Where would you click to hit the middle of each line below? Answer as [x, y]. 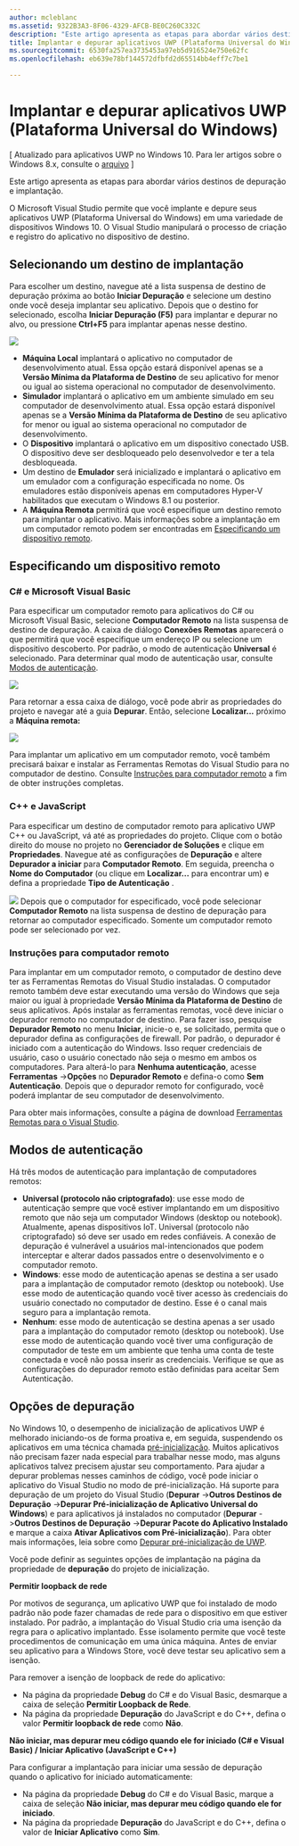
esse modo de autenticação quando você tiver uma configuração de [147, 1340]
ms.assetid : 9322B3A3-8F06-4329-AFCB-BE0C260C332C [105, 26]
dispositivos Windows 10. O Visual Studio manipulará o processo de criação [148, 227]
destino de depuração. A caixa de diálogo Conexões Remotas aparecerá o [146, 630]
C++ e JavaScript [48, 807]
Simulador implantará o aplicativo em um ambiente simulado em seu [148, 396]
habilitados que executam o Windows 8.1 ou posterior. [121, 500]
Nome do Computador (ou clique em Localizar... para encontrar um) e [139, 873]
